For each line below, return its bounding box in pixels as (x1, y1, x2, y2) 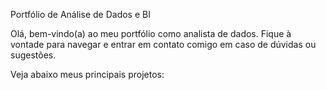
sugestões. (10, 49, 57, 61)
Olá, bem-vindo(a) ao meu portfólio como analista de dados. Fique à (10, 28, 292, 39)
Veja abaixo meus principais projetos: (10, 69, 165, 80)
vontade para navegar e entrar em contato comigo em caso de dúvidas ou (10, 39, 317, 50)
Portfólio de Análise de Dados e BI (10, 9, 151, 20)
